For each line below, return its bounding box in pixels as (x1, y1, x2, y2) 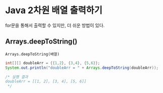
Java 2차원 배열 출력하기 (5, 5, 103, 16)
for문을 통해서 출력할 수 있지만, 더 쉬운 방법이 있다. (5, 22, 105, 28)
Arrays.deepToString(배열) (5, 52, 60, 57)
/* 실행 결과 (5, 74, 29, 79)
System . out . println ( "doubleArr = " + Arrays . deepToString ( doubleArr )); (5, 65, 158, 70)
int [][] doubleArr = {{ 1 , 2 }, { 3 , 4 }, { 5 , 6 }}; (5, 60, 100, 66)
